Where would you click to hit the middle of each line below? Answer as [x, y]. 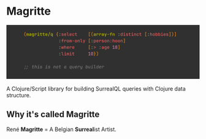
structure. [19, 95]
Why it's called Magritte [53, 115]
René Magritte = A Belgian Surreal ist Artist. [61, 129]
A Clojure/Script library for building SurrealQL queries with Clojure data [96, 88]
